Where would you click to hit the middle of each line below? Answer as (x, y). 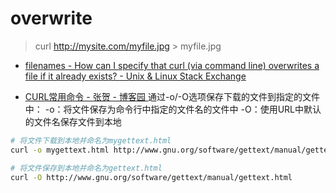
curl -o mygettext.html (60, 150)
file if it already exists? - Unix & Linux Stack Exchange (135, 76)
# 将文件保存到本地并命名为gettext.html (86, 168)
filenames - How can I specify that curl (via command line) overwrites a (172, 65)
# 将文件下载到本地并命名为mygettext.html (91, 140)
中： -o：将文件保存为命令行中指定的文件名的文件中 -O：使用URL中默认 (173, 109)
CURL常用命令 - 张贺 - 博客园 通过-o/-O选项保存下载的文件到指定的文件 (172, 96)
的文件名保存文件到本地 (73, 121)
